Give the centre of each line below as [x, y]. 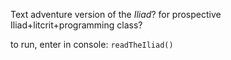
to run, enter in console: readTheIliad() [92, 44]
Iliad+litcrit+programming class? [76, 25]
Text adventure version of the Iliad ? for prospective [116, 14]
